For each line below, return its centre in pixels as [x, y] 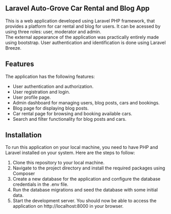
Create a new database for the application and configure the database [87, 179]
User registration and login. [41, 92]
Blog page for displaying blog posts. [51, 108]
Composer [24, 174]
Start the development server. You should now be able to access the [84, 201]
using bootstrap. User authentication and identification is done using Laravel [86, 42]
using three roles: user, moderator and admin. [53, 31]
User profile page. [32, 97]
